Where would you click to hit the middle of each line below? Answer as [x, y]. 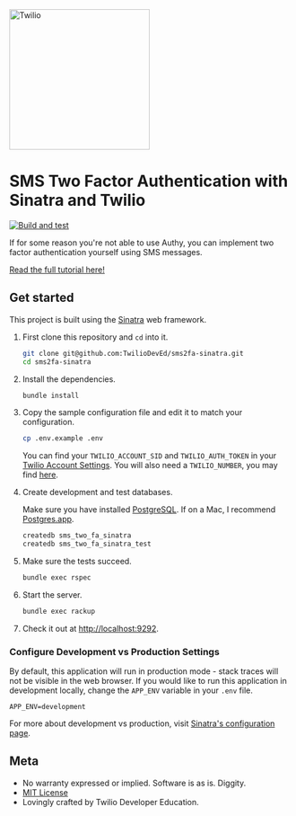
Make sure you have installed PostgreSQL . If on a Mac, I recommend [149, 510]
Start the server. [52, 594]
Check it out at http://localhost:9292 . [91, 628]
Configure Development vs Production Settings [114, 652]
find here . [40, 475]
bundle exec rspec [57, 578]
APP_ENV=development [48, 707]
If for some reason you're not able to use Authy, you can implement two [142, 243]
